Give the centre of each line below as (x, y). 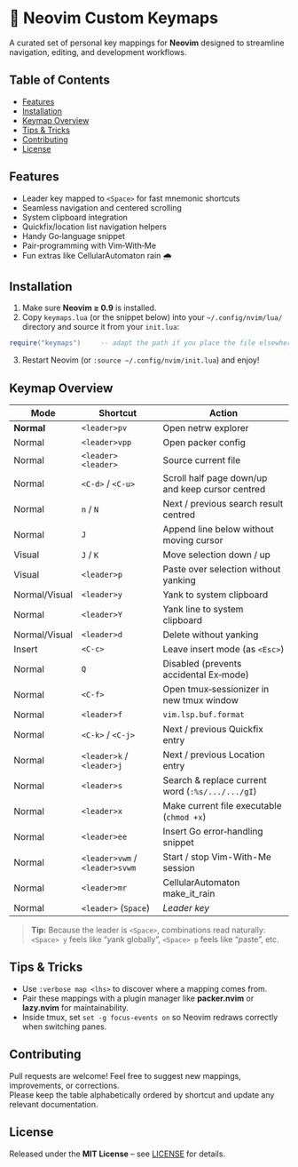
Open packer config (204, 443)
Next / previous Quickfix (213, 730)
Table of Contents (60, 80)
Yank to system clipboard (216, 595)
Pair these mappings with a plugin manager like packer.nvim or (138, 998)
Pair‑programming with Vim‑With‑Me (89, 245)
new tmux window (201, 700)
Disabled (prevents (202, 664)
